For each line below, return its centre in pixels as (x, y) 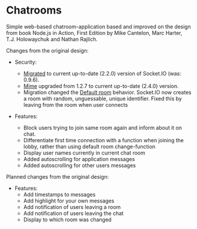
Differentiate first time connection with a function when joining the (103, 140)
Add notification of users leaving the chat (74, 213)
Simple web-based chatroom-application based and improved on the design (98, 27)
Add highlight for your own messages (69, 201)
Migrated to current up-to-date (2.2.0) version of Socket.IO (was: (102, 73)
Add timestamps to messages (59, 194)
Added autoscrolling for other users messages (80, 165)
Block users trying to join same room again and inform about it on (103, 127)
